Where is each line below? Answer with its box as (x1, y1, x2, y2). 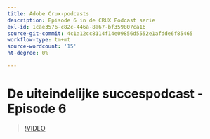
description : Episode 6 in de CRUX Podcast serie (7, 17, 156, 24)
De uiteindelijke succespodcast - (7, 86, 204, 102)
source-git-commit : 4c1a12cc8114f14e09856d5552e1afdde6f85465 (7, 29, 193, 37)
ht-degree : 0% (7, 50, 49, 57)
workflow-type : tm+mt (7, 37, 71, 44)
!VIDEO (24, 124, 46, 132)
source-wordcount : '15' (7, 43, 77, 50)
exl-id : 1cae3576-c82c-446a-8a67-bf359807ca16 (7, 23, 146, 30)
